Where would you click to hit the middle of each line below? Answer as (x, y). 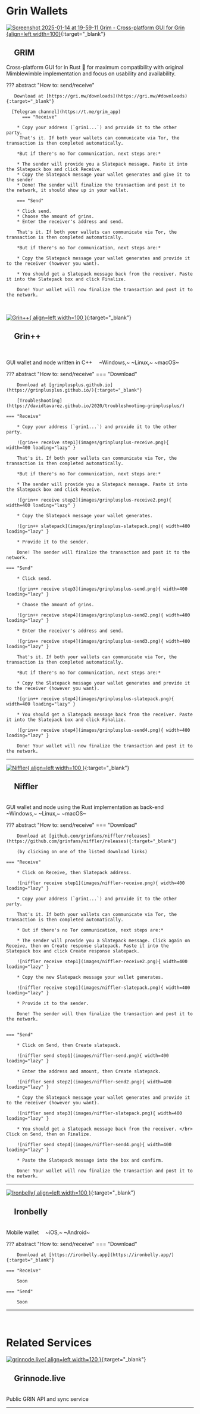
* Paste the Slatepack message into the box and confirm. (90, 1160)
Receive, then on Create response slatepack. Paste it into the (87, 946)
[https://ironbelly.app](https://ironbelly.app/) (111, 1255)
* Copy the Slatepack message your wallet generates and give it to (104, 175)
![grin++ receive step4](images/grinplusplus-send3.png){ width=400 (104, 641)
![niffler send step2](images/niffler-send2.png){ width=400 (94, 1082)
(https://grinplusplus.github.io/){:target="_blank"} (74, 390)
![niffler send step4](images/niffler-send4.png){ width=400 (94, 1145)
